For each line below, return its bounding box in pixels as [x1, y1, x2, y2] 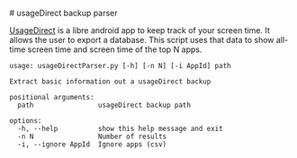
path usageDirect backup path [17, 101, 192, 110]
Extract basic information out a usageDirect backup [9, 77, 211, 86]
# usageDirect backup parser [9, 8, 118, 18]
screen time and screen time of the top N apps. [27, 44, 202, 55]
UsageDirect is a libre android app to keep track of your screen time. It [9, 25, 270, 35]
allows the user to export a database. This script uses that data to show [9, 35, 274, 45]
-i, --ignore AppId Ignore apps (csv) [17, 140, 167, 149]
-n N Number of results [17, 132, 167, 141]
